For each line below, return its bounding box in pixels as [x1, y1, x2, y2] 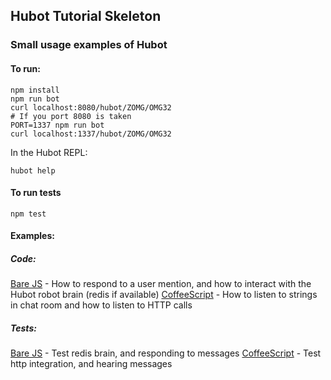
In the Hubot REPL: [10, 146, 88, 158]
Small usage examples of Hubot [10, 38, 168, 52]
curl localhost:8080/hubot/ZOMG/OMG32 [10, 102, 172, 113]
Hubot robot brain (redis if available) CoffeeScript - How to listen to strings [10, 289, 318, 301]
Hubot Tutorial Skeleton [10, 8, 162, 25]
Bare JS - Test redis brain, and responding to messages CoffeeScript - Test [10, 347, 322, 359]
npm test [10, 209, 47, 219]
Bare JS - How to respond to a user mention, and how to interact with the [10, 278, 312, 290]
